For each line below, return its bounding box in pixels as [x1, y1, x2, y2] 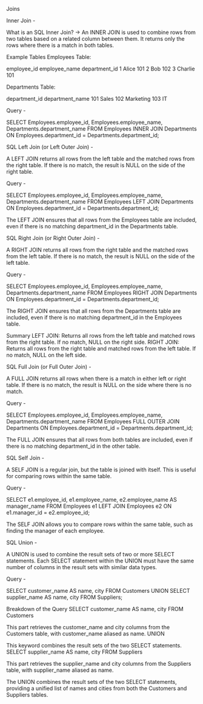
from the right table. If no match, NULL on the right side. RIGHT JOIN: [6, 338, 180, 346]
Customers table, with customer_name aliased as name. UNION [6, 630, 165, 637]
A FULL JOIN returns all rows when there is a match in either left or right [6, 375, 187, 382]
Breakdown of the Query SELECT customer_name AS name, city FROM [6, 606, 184, 612]
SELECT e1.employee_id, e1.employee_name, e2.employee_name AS [6, 496, 177, 503]
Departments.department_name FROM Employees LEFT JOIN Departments [6, 198, 194, 205]
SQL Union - [6, 539, 38, 546]
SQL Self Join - [6, 454, 44, 461]
